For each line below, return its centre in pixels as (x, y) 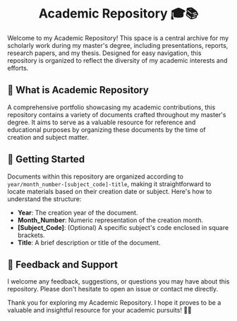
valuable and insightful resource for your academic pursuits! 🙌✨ (100, 310)
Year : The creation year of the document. (78, 212)
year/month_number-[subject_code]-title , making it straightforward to (109, 183)
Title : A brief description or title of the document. (89, 242)
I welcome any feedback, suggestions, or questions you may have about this (119, 281)
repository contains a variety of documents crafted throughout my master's (117, 114)
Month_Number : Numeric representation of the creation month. (110, 220)
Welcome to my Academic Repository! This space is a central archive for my (118, 38)
